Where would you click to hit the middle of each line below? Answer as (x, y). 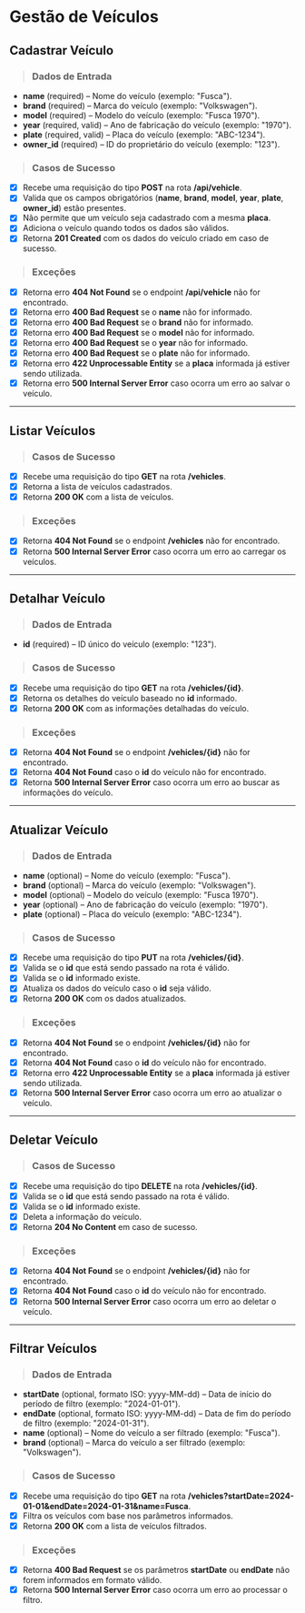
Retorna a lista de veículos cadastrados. (97, 487)
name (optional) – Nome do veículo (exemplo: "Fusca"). (127, 875)
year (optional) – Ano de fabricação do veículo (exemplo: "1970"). (145, 904)
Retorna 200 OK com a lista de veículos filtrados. (114, 1526)
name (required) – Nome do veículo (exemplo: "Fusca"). (127, 96)
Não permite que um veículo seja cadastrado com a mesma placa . (147, 218)
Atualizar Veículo (59, 830)
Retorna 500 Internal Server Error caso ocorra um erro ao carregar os (154, 551)
